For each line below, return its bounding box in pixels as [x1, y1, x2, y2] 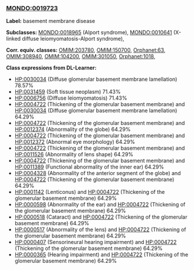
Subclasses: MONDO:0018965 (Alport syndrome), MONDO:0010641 [6, 29, 172, 36]
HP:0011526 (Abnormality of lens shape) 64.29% [14, 151, 134, 158]
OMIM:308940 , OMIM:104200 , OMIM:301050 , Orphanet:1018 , [6, 53, 156, 60]
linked [6, 35, 21, 42]
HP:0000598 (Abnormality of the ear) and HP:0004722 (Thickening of [14, 201, 186, 208]
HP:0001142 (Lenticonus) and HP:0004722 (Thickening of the [14, 189, 165, 196]
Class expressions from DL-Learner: [6, 64, 97, 71]
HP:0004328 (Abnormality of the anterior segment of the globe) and [14, 170, 181, 177]
